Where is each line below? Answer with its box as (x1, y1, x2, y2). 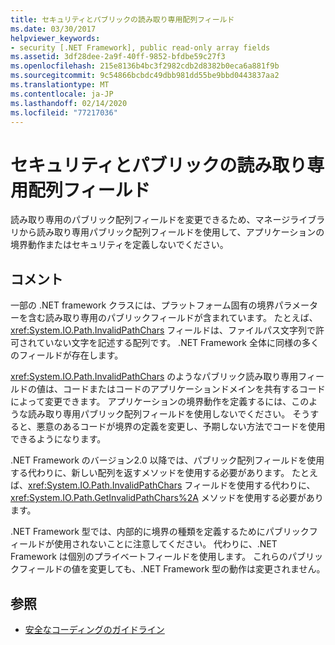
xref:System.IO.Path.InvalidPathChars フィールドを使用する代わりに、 (28, 479, 316, 491)
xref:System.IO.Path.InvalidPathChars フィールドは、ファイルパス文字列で (10, 324, 316, 336)
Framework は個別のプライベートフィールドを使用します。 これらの (10, 551, 289, 563)
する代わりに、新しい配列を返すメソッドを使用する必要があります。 (10, 467, 290, 479)
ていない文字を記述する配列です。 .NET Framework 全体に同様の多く (36, 337, 320, 349)
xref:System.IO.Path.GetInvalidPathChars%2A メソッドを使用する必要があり (10, 492, 324, 504)
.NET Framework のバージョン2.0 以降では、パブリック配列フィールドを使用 (10, 454, 325, 466)
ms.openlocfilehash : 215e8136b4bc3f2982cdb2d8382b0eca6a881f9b (10, 61, 280, 71)
